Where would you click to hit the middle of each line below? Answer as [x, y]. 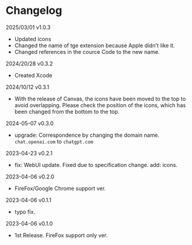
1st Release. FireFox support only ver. [61, 235]
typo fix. [25, 212]
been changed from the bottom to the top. [67, 111]
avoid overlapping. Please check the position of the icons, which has [100, 105]
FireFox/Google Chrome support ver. [60, 188]
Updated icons [33, 39]
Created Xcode [33, 75]
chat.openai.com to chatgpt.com [54, 141]
